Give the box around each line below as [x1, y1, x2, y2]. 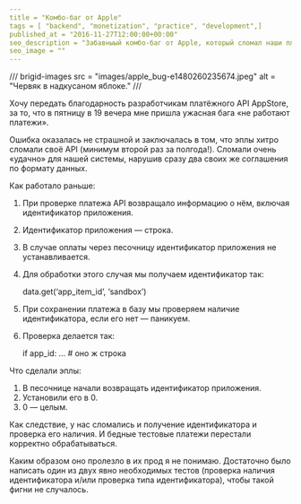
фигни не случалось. [9, 484, 89, 495]
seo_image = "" [9, 47, 66, 56]
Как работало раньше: [9, 180, 96, 191]
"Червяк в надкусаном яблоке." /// [9, 81, 142, 91]
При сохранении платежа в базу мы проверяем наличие [21, 304, 240, 315]
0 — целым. [21, 402, 68, 413]
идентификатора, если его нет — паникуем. [21, 313, 191, 324]
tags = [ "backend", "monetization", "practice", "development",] [9, 22, 262, 30]
